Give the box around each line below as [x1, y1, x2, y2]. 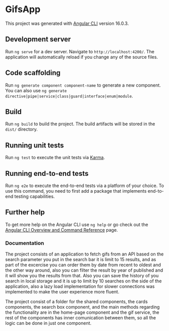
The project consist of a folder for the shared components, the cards [5, 299, 148, 305]
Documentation [5, 239, 44, 246]
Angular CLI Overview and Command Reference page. [5, 227, 118, 233]
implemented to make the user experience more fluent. [5, 289, 120, 295]
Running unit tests [5, 141, 64, 150]
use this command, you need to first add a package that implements [5, 188, 147, 194]
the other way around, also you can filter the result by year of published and [5, 267, 163, 273]
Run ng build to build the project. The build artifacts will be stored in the [5, 121, 155, 127]
